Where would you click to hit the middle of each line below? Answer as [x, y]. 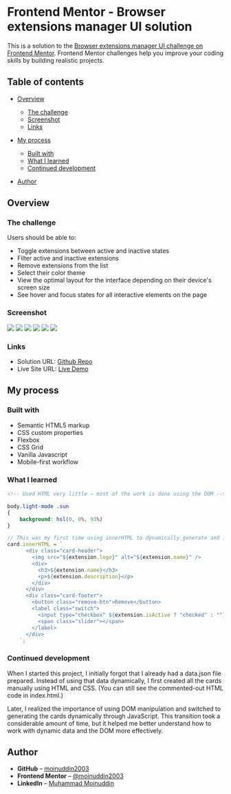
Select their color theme [51, 273]
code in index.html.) [35, 695]
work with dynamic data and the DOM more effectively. [85, 731]
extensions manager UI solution [100, 27]
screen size [33, 287]
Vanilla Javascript [42, 454]
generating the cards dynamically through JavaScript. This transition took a [114, 716]
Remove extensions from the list [63, 265]
